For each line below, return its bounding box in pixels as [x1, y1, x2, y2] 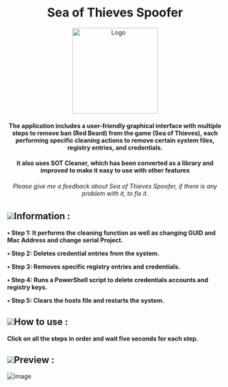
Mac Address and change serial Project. [7, 236, 123, 244]
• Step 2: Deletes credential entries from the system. [7, 249, 160, 258]
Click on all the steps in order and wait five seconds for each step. [7, 334, 199, 342]
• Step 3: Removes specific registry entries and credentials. [7, 262, 181, 271]
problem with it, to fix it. [81, 189, 149, 197]
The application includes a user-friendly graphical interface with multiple [8, 121, 222, 129]
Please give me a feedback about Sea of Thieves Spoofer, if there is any [12, 182, 218, 190]
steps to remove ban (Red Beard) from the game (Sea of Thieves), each [12, 129, 218, 137]
